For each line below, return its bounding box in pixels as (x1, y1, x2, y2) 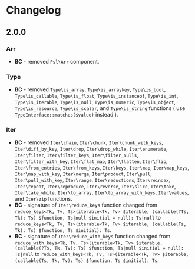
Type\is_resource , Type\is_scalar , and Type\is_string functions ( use (14, 105, 186, 112)
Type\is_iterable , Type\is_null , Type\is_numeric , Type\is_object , (14, 98, 176, 106)
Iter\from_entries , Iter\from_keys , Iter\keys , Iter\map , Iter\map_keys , (14, 164, 190, 171)
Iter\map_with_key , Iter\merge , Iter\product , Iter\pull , (14, 170, 152, 177)
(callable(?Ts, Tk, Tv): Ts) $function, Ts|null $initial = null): (14, 245, 184, 251)
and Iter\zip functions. (14, 195, 72, 202)
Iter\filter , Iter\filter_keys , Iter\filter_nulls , (14, 151, 138, 159)
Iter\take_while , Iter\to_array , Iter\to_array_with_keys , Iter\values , (14, 189, 189, 196)
